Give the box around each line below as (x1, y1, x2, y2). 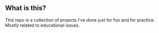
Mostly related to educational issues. (5, 22, 80, 28)
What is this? (5, 4, 46, 12)
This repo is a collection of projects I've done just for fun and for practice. (5, 17, 155, 23)
